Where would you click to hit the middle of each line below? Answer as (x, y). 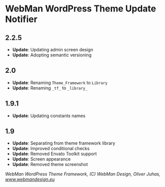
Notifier (21, 19)
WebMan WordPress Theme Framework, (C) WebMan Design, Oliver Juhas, (83, 174)
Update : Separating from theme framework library (64, 143)
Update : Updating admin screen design (53, 50)
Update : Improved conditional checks (51, 149)
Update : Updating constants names (49, 116)
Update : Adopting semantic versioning (52, 55)
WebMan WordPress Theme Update (81, 9)
